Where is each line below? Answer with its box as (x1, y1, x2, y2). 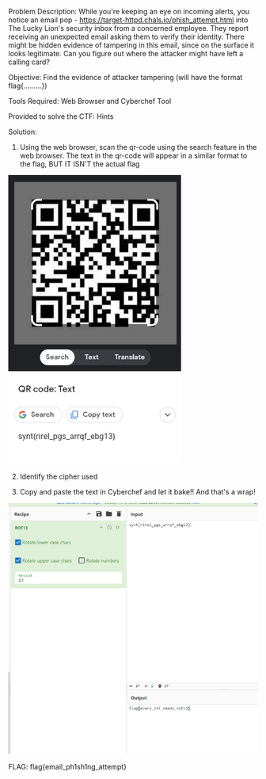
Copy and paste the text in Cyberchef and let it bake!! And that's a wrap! (19, 487, 256, 496)
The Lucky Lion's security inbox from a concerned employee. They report (8, 24, 249, 32)
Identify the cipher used (19, 472, 98, 481)
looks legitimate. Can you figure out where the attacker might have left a (8, 49, 244, 58)
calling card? (8, 57, 50, 67)
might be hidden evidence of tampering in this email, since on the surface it (8, 40, 255, 50)
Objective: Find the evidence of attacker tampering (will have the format (8, 73, 243, 82)
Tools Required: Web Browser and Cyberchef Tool (8, 97, 172, 105)
